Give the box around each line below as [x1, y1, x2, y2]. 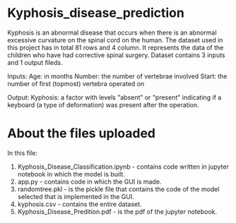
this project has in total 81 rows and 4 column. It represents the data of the [7, 43, 224, 52]
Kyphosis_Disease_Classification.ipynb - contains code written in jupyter [17, 162, 230, 171]
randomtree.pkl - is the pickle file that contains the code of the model [17, 185, 220, 193]
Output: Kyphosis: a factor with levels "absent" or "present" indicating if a [7, 93, 222, 102]
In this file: [7, 148, 37, 157]
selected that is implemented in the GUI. [17, 192, 134, 200]
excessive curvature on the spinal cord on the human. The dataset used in [7, 35, 223, 44]
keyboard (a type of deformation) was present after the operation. [7, 100, 199, 109]
